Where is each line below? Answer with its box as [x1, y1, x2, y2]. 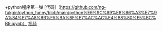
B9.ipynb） [5, 21, 27, 26]
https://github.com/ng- [60, 4, 106, 10]
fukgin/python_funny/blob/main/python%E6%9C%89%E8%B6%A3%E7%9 [5, 10, 157, 15]
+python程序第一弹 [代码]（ [5, 4, 61, 10]
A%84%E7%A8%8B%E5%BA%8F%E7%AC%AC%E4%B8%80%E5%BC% [5, 15, 157, 20]
